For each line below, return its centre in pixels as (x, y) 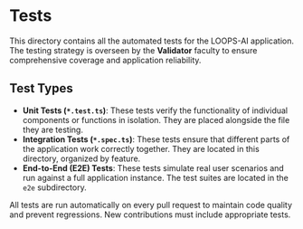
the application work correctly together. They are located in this (141, 148)
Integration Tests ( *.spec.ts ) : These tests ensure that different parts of (156, 139)
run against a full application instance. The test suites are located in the (156, 177)
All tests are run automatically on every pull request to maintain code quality (151, 205)
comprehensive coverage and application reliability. (105, 60)
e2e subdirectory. (55, 187)
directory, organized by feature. (81, 158)
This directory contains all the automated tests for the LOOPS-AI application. (151, 41)
